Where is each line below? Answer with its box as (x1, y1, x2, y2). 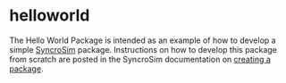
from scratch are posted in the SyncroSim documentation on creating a (9, 54, 271, 64)
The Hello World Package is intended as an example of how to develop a (9, 35, 276, 46)
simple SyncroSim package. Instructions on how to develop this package (9, 44, 277, 54)
